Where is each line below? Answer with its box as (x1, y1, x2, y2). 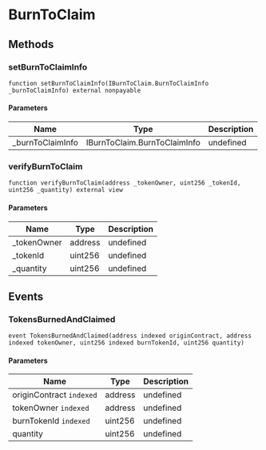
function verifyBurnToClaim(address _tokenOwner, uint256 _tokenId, (8, 179, 241, 187)
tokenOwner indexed (12, 402, 89, 413)
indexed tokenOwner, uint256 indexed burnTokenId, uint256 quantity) (8, 339, 245, 347)
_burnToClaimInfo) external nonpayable (8, 86, 141, 94)
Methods (8, 38, 54, 51)
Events (8, 289, 44, 303)
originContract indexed (12, 389, 97, 400)
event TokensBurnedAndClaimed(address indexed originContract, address (8, 332, 252, 340)
